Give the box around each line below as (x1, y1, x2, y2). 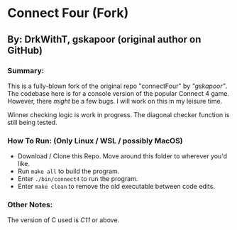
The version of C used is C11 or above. (7, 216, 120, 224)
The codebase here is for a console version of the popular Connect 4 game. (7, 89, 229, 97)
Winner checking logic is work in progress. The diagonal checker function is (7, 110, 230, 119)
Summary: (7, 65, 45, 75)
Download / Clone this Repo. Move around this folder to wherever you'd (17, 152, 228, 160)
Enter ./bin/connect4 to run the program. (17, 175, 138, 183)
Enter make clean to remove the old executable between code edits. (17, 182, 215, 191)
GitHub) (7, 44, 43, 56)
